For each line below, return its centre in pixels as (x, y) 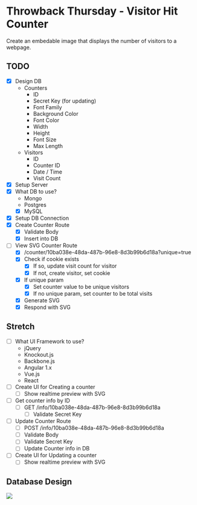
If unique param (44, 280)
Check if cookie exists (52, 259)
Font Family (47, 107)
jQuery (32, 348)
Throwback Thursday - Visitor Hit (92, 11)
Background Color (56, 114)
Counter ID (47, 165)
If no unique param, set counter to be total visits (93, 293)
